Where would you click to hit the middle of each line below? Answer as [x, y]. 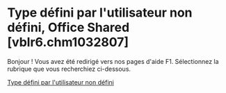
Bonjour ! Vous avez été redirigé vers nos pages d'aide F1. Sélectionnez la [113, 61]
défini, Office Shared [68, 27]
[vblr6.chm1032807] [68, 42]
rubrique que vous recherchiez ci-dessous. [69, 69]
